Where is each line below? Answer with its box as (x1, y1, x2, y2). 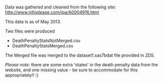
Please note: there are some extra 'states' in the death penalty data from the (5, 62, 158, 67)
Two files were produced (5, 28, 55, 34)
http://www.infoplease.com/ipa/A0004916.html (5, 9, 99, 15)
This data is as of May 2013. (5, 19, 61, 24)
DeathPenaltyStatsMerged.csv (12, 43, 74, 48)
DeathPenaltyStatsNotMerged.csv (12, 38, 81, 43)
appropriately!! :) (5, 72, 38, 78)
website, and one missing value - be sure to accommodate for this (5, 67, 138, 73)
